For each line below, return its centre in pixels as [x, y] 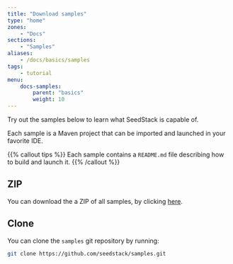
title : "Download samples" [47, 14]
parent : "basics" [58, 93]
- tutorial [36, 73]
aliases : [20, 54]
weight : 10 [49, 100]
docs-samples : [41, 86]
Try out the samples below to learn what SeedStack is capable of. [103, 120]
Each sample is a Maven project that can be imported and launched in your [116, 133]
